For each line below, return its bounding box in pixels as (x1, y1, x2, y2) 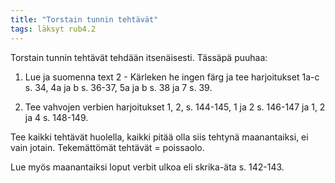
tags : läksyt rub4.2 (10, 24, 97, 34)
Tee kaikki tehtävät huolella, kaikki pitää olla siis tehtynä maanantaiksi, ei (10, 131, 309, 143)
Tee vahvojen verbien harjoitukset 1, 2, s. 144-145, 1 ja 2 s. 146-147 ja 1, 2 (24, 101, 326, 113)
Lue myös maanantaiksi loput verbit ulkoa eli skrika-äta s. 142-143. (10, 161, 285, 173)
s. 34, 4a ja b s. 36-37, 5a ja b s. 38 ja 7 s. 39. (24, 81, 213, 93)
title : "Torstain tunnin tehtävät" (10, 14, 159, 25)
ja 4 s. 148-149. (24, 111, 89, 123)
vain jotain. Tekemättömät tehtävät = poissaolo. (10, 141, 205, 153)
